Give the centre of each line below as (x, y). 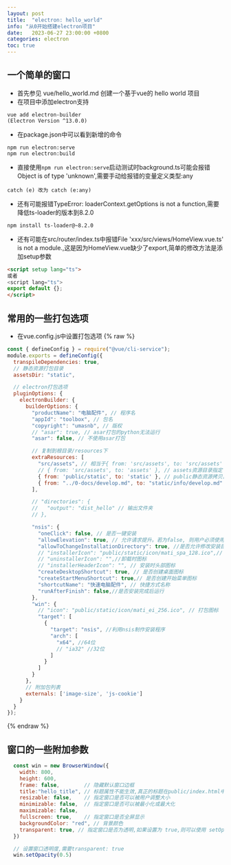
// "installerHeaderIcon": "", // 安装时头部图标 (107, 566)
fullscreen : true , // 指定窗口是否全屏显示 (82, 817)
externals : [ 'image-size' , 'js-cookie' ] (84, 693)
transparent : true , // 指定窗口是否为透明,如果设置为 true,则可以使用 (113, 830)
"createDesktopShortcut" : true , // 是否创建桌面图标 (111, 572)
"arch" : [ (64, 636)
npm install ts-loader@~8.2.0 (51, 225)
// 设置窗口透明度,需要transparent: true (69, 848)
